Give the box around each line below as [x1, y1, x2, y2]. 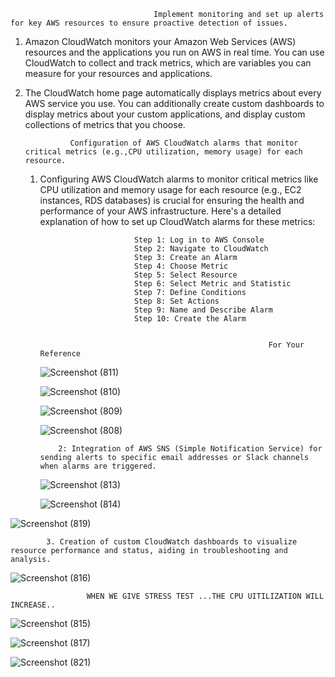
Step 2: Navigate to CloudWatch [133, 244, 269, 254]
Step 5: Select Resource [133, 270, 238, 280]
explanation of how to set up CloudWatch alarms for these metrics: [39, 216, 316, 227]
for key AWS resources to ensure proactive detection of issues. [10, 18, 288, 28]
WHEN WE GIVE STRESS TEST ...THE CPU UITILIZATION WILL [86, 591, 325, 601]
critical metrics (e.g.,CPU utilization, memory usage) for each [24, 147, 303, 157]
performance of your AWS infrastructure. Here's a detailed [39, 205, 282, 217]
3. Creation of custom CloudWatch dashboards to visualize [46, 537, 298, 547]
